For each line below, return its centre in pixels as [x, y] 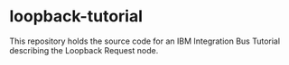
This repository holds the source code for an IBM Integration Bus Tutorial [145, 41]
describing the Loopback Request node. [84, 50]
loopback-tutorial [76, 16]
